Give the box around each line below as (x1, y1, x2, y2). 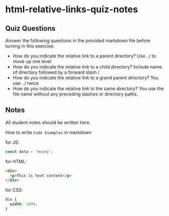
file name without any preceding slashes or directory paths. (12, 91, 138, 97)
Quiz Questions (5, 24, 56, 33)
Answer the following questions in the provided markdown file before (5, 37, 151, 44)
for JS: (5, 139, 19, 145)
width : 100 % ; (10, 202, 38, 207)
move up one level (12, 58, 52, 64)
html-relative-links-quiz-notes (5, 4, 138, 15)
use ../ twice (12, 80, 39, 86)
